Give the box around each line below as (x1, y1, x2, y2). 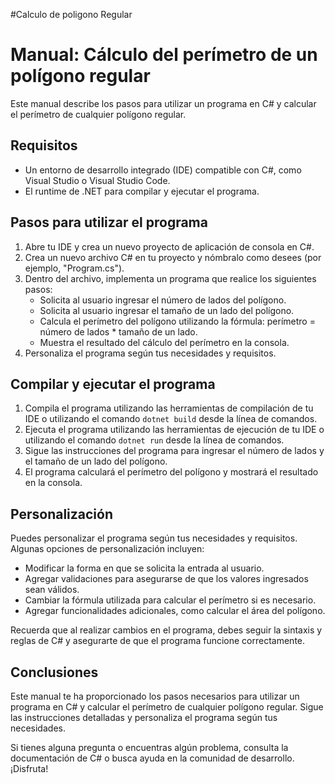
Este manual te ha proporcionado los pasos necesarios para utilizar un (10, 690, 300, 702)
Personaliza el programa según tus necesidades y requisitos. (24, 347, 277, 359)
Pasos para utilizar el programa (10, 214, 208, 231)
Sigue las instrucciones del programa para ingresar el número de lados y (24, 445, 325, 457)
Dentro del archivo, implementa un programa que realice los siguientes (24, 272, 317, 284)
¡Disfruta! (10, 763, 49, 774)
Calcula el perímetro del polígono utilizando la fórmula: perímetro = (39, 315, 316, 327)
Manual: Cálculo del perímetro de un (10, 44, 318, 66)
